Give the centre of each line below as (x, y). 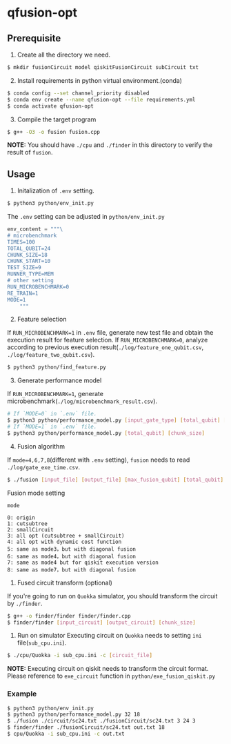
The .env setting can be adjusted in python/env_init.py (86, 217)
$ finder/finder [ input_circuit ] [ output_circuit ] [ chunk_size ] (101, 623)
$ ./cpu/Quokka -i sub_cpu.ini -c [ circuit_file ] (80, 656)
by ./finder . (25, 603)
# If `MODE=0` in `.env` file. (52, 414)
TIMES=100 (21, 242)
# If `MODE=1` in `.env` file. (52, 427)
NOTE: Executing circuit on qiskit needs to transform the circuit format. (108, 669)
